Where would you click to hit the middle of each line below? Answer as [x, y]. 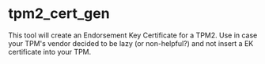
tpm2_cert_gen [59, 14]
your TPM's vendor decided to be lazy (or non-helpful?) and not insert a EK [131, 43]
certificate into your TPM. [50, 52]
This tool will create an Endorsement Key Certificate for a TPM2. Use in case [133, 35]
